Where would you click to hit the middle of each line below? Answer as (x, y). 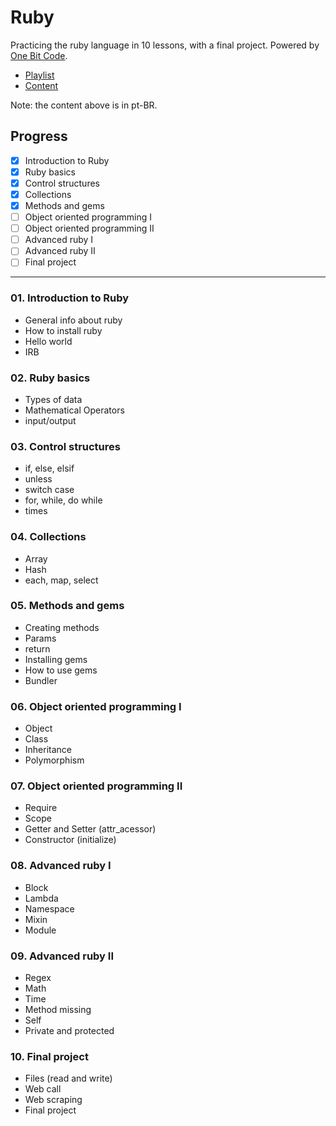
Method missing (58, 1010)
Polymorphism (54, 760)
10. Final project (49, 1056)
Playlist (39, 75)
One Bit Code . (39, 55)
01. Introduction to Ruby (70, 298)
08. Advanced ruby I (61, 866)
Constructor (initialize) (70, 840)
